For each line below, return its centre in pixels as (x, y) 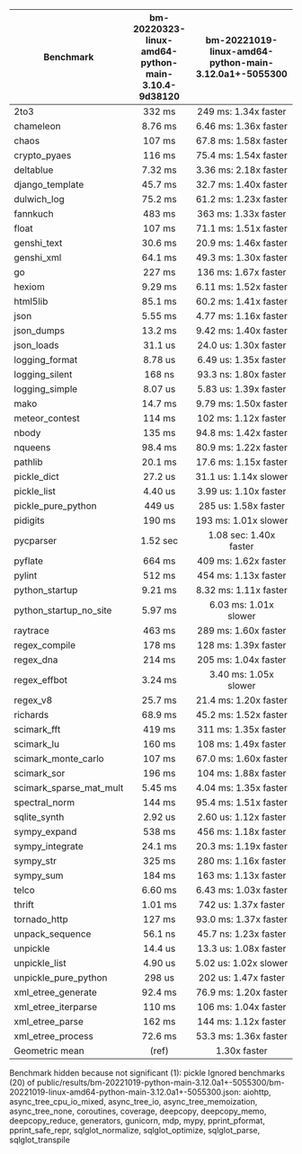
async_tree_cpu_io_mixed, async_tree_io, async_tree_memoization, (133, 1101)
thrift (24, 905)
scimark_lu (37, 744)
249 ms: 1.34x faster (242, 111)
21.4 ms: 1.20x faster (241, 700)
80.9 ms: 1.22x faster (241, 447)
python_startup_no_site (63, 610)
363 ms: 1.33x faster (242, 213)
